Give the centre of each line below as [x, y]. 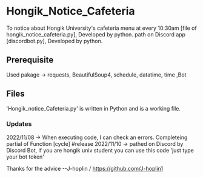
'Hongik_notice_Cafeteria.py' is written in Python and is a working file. [93, 108]
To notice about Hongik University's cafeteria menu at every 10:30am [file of [101, 28]
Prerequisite [30, 60]
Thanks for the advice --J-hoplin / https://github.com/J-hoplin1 [85, 168]
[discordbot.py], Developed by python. [55, 41]
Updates [19, 124]
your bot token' [25, 157]
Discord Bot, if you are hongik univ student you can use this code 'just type [100, 150]
